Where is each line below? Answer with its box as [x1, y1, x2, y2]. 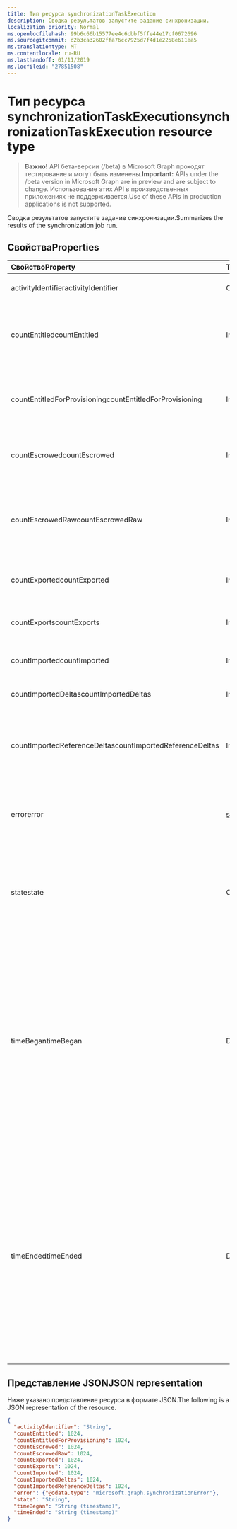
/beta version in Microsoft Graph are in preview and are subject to [24, 177, 217, 185]
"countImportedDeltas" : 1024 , [13, 1477, 102, 1484]
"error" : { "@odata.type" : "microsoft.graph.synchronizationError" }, [13, 1489, 219, 1496]
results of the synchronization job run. [7, 221, 118, 229]
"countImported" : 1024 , [13, 1470, 83, 1477]
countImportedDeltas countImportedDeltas [11, 689, 152, 699]
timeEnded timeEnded [11, 1251, 83, 1261]
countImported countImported [11, 655, 109, 665]
